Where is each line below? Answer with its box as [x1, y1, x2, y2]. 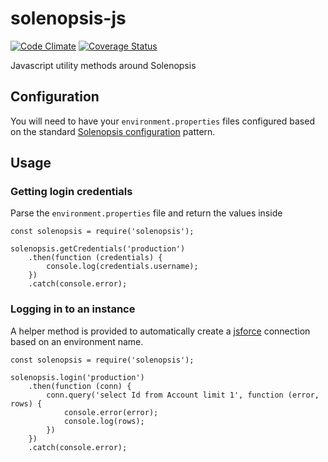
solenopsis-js [10, 7, 127, 30]
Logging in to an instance [10, 302, 136, 316]
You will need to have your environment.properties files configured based [10, 115, 315, 127]
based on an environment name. [10, 335, 144, 347]
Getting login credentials [10, 185, 133, 199]
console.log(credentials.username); [46, 262, 199, 272]
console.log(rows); [63, 416, 145, 426]
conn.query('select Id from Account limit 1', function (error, [46, 390, 320, 400]
